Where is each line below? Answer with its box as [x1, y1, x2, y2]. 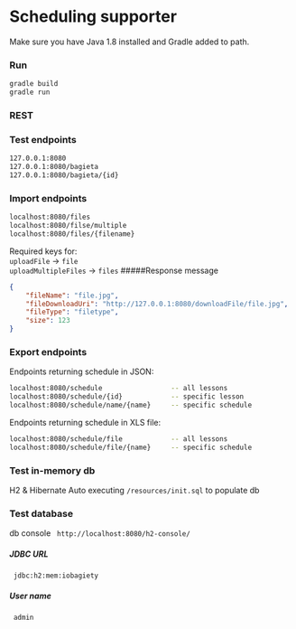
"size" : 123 [25, 316, 70, 325]
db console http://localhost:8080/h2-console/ [9, 528, 191, 539]
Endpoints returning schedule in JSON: [9, 366, 154, 377]
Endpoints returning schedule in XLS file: [9, 417, 161, 427]
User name [9, 590, 51, 601]
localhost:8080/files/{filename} [9, 229, 135, 239]
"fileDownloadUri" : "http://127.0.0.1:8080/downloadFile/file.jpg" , [25, 299, 289, 308]
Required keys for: [9, 246, 78, 257]
